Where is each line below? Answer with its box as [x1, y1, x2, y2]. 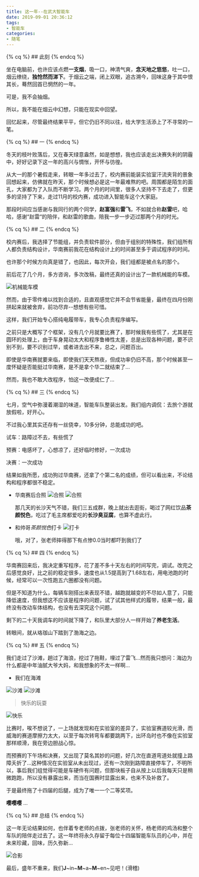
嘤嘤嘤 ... [6, 799, 28, 806]
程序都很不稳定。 [16, 479, 58, 486]
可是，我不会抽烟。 [6, 93, 53, 100]
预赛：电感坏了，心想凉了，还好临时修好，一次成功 [6, 446, 131, 453]
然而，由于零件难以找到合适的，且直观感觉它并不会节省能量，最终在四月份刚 [6, 296, 193, 303]
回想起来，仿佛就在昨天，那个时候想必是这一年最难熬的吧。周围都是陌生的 [6, 178, 188, 185]
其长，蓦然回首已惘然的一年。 [6, 81, 79, 88]
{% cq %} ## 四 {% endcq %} [6, 549, 79, 556]
